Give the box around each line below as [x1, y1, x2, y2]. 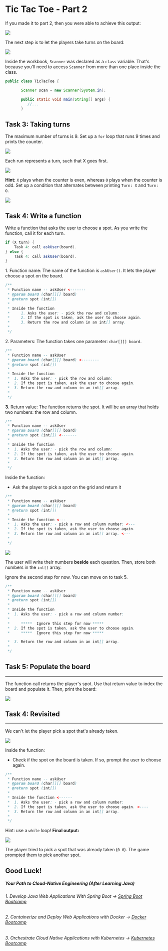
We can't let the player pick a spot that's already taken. [5, 728, 119, 734]
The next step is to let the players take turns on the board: [5, 39, 125, 45]
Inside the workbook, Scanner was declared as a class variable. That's [5, 58, 150, 64]
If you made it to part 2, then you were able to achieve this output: [5, 20, 141, 26]
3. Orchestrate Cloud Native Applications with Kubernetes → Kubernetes [5, 934, 155, 941]
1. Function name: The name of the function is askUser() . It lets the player [5, 267, 156, 274]
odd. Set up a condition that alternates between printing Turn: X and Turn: [5, 182, 158, 189]
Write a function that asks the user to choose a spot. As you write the [5, 225, 148, 231]
